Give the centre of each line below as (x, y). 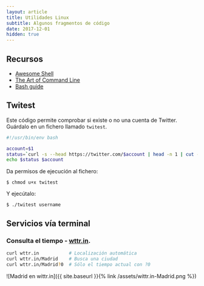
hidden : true (23, 35)
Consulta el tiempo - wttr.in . (49, 241)
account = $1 (20, 148)
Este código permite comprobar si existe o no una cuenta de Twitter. (92, 120)
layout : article (27, 12)
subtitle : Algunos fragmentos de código (58, 23)
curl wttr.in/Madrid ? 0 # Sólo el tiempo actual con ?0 (78, 264)
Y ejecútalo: (21, 194)
